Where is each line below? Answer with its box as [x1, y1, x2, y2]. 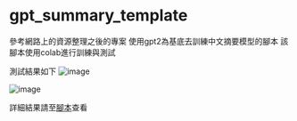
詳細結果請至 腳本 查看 [9, 101, 87, 112]
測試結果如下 [9, 66, 56, 77]
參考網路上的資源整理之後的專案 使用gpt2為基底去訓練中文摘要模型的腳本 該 [9, 36, 289, 46]
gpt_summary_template [9, 5, 188, 26]
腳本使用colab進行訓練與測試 [9, 46, 116, 58]
